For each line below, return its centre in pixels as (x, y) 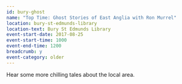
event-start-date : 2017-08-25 (45, 35)
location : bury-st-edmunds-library (52, 23)
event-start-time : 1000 (37, 40)
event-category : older (35, 57)
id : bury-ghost (26, 12)
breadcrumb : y (25, 52)
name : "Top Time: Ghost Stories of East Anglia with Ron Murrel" (91, 18)
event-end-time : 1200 (34, 46)
